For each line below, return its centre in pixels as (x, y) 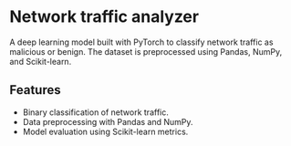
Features (35, 90)
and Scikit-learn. (41, 61)
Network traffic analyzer (104, 17)
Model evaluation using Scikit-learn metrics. (105, 131)
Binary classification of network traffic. (95, 112)
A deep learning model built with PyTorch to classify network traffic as (141, 42)
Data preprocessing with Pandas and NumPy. (108, 121)
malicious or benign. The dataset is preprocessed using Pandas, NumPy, (146, 51)
